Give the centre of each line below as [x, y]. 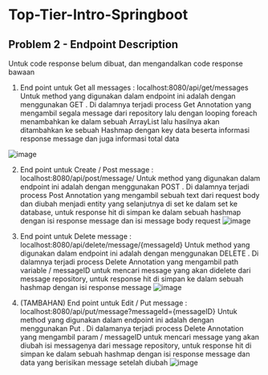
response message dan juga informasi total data [99, 139]
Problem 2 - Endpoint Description [93, 44]
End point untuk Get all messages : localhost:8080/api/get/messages [134, 87]
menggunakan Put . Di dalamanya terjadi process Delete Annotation [132, 329]
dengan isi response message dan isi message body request [120, 221]
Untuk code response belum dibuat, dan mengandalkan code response [126, 63]
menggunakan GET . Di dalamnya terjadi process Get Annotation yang [136, 105]
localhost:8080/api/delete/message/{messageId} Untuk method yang [135, 245]
